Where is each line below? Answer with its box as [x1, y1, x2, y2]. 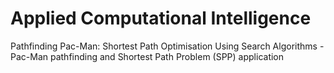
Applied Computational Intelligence [10, 7, 312, 30]
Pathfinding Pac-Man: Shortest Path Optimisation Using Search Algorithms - [10, 40, 325, 52]
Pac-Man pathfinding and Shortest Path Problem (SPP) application [10, 50, 285, 62]
